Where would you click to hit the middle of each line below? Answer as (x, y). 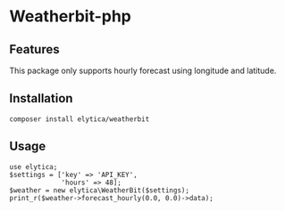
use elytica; (34, 166)
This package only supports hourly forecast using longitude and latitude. (143, 70)
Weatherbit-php (70, 16)
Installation (41, 98)
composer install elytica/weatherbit (80, 119)
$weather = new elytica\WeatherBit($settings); (100, 190)
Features (34, 49)
